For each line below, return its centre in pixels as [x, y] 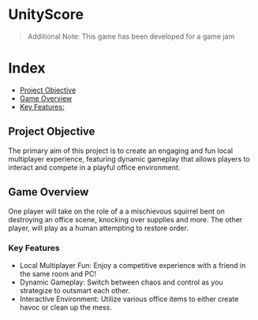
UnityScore [46, 15]
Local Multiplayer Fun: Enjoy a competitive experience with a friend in [133, 265]
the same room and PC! [58, 273]
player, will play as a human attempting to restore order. [99, 228]
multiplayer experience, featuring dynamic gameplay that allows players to [129, 158]
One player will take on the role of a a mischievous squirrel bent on [116, 211]
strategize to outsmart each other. [75, 290]
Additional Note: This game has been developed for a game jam [131, 36]
